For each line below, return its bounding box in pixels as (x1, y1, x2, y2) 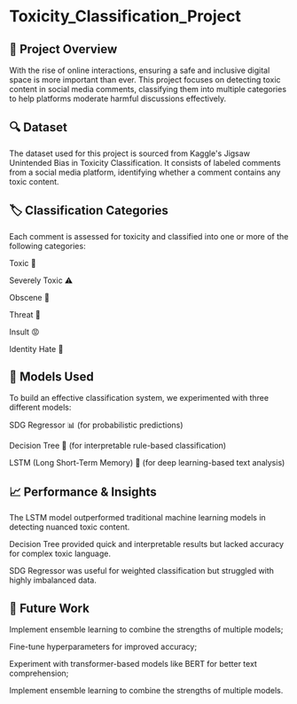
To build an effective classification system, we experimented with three (9, 393, 269, 403)
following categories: (9, 240, 86, 251)
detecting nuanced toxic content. (9, 521, 130, 533)
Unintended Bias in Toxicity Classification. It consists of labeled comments (9, 157, 281, 168)
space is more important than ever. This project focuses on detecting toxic (9, 74, 281, 85)
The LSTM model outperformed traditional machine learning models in (9, 512, 266, 523)
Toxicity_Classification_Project (9, 6, 241, 27)
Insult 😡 (9, 326, 40, 337)
